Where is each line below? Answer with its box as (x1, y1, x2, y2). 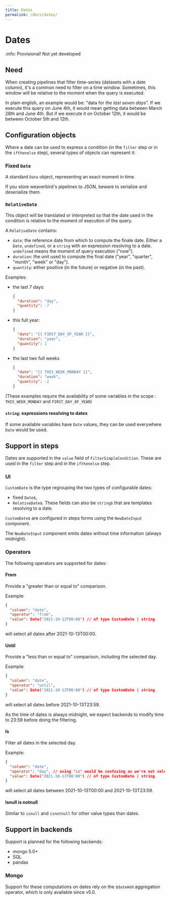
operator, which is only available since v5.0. (5, 889, 96, 895)
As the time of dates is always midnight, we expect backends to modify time (5, 711, 164, 717)
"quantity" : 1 (17, 341, 47, 346)
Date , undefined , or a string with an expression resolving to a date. (12, 243, 152, 249)
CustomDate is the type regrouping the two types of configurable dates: (5, 485, 153, 491)
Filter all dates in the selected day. (5, 739, 77, 745)
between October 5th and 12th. (5, 116, 70, 122)
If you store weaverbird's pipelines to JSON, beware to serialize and (5, 184, 147, 190)
